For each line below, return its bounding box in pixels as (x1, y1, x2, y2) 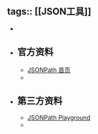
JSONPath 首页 (27, 65, 71, 74)
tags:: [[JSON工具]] (7, 5, 91, 18)
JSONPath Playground (27, 113, 91, 122)
